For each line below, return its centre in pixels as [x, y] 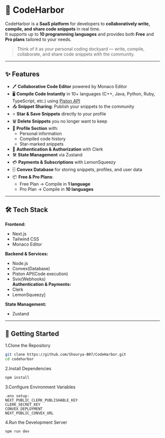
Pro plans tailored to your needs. [38, 39]
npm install [17, 378]
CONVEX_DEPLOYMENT [24, 409]
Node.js [20, 263]
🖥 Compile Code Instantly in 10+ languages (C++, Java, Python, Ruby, [84, 94]
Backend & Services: [27, 253]
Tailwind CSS [26, 239]
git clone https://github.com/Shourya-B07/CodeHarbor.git [66, 355]
